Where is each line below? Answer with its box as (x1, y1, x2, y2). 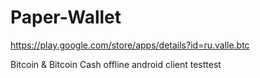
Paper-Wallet (10, 6, 122, 29)
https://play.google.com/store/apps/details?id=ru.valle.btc (10, 39, 250, 51)
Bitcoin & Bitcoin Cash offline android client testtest (10, 58, 222, 70)
